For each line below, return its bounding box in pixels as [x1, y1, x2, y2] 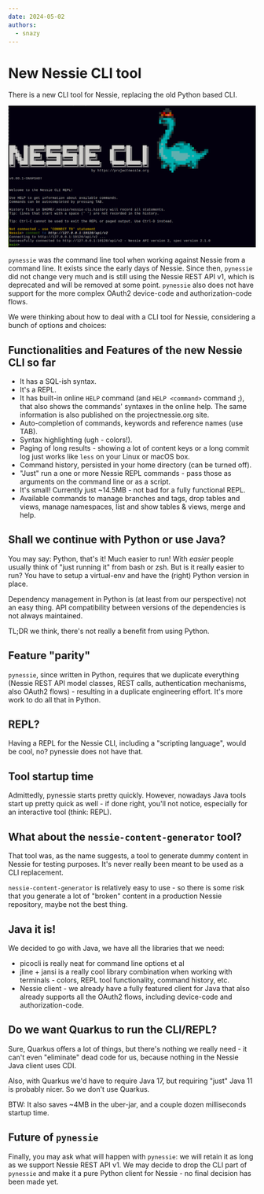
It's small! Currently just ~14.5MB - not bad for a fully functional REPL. [19, 485, 246, 495]
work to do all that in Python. [8, 695, 101, 704]
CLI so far [8, 356, 57, 369]
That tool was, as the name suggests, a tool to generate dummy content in [8, 851, 249, 860]
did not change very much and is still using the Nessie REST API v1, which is [8, 272, 255, 282]
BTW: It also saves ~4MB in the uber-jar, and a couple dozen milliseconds [8, 1100, 247, 1109]
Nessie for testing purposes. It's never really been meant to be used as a [8, 860, 244, 869]
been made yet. [8, 1177, 59, 1186]
